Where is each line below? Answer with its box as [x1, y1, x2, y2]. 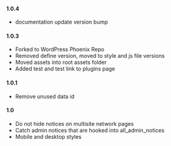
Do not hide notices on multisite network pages [15, 120, 134, 127]
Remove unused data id [15, 92, 75, 100]
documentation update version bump [15, 18, 108, 26]
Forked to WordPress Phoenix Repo [15, 46, 105, 53]
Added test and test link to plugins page [15, 65, 116, 72]
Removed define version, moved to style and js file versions [15, 52, 165, 60]
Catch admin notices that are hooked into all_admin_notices [15, 127, 165, 134]
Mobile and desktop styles [15, 133, 82, 140]
